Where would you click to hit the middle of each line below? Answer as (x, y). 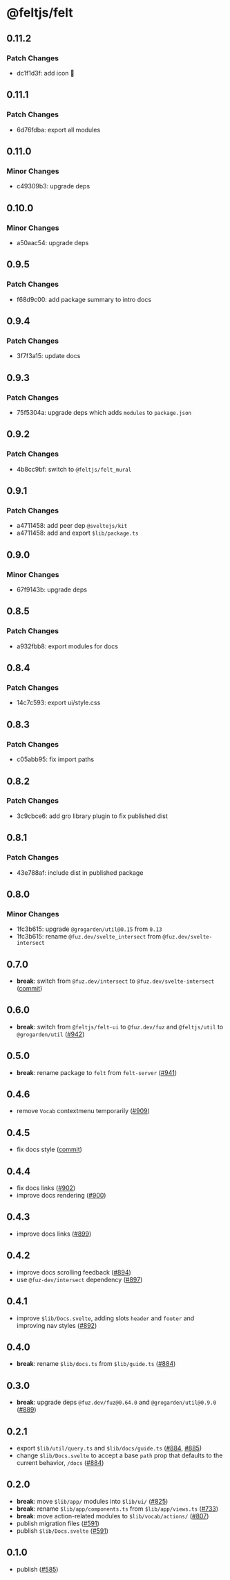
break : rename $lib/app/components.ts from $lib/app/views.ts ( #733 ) (117, 1509)
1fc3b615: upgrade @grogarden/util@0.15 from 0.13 (89, 929)
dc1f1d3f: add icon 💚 (45, 73)
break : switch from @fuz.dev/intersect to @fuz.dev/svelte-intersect (115, 981)
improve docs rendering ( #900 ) (61, 1196)
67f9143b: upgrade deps (52, 589)
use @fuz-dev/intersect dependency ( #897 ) (79, 1279)
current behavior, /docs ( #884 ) (60, 1462)
